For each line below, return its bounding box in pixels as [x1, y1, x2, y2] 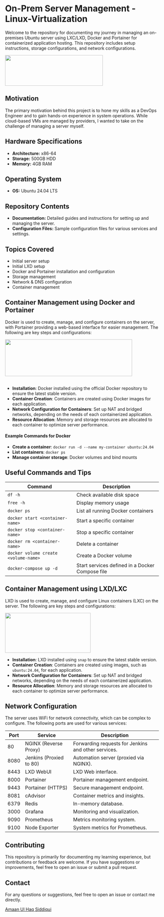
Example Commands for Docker [5, 433, 71, 439]
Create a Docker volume [76, 552, 132, 559]
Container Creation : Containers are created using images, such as [12, 662, 146, 668]
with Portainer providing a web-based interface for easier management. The [5, 324, 159, 330]
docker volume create [7, 550, 58, 556]
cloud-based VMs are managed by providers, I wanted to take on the [5, 118, 144, 124]
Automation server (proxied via [73, 754, 144, 761]
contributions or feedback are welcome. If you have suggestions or [5, 859, 140, 865]
